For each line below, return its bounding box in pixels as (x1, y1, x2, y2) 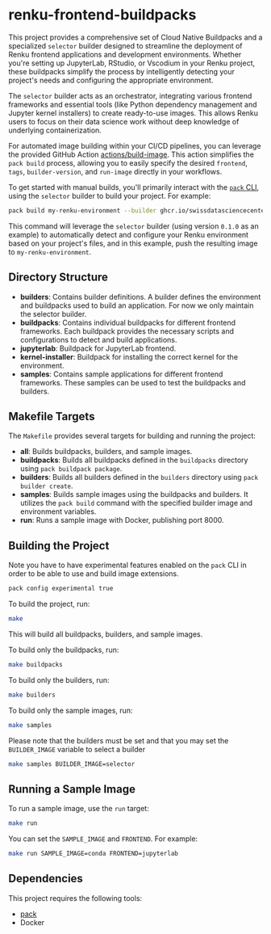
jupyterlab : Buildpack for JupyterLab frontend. (19, 343, 177, 353)
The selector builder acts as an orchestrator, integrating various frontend (8, 90, 252, 100)
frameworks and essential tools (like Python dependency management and (8, 99, 257, 109)
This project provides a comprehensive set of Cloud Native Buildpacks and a (8, 32, 263, 42)
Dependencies (8, 872, 83, 886)
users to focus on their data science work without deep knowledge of (8, 116, 240, 126)
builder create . (19, 481, 74, 490)
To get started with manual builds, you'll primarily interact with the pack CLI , (8, 182, 260, 191)
